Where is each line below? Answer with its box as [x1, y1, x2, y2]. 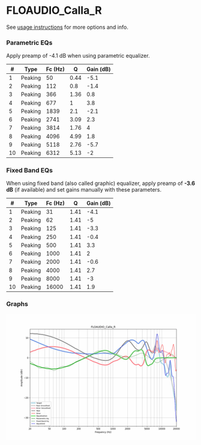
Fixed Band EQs [6, 166, 53, 174]
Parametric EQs [6, 38, 53, 47]
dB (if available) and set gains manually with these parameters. [6, 186, 162, 193]
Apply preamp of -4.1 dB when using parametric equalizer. [6, 52, 150, 59]
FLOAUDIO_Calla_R [6, 4, 102, 17]
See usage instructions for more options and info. [6, 23, 129, 31]
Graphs [6, 300, 28, 308]
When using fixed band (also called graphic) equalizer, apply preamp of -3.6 [6, 180, 196, 187]
